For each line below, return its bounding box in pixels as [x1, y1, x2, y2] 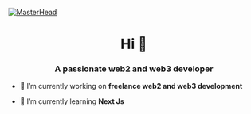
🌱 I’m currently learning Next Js [19, 97, 125, 106]
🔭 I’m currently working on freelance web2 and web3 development [19, 82, 243, 91]
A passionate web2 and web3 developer [54, 63, 214, 74]
